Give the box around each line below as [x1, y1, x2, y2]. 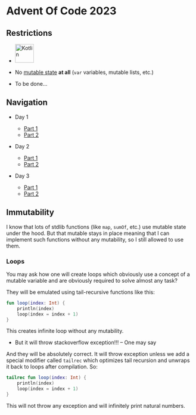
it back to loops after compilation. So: [6, 363, 98, 370]
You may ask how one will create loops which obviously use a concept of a [6, 270, 191, 278]
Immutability [6, 207, 55, 218]
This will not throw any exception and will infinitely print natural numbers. [6, 402, 186, 409]
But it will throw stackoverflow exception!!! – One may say [14, 339, 157, 346]
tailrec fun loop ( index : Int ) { [6, 374, 86, 381]
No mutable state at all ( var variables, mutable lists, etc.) [14, 69, 154, 76]
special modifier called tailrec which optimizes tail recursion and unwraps [6, 357, 190, 364]
